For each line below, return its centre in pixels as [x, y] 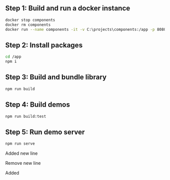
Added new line [22, 153]
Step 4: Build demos [38, 105]
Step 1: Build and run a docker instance [68, 8]
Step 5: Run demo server [45, 132]
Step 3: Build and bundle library [56, 77]
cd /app [13, 57]
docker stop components [30, 20]
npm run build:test [26, 116]
